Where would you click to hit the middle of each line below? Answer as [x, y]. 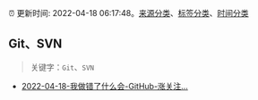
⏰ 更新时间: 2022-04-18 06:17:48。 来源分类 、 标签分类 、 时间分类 [129, 13]
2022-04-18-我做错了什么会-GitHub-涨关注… [105, 86]
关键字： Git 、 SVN [62, 67]
